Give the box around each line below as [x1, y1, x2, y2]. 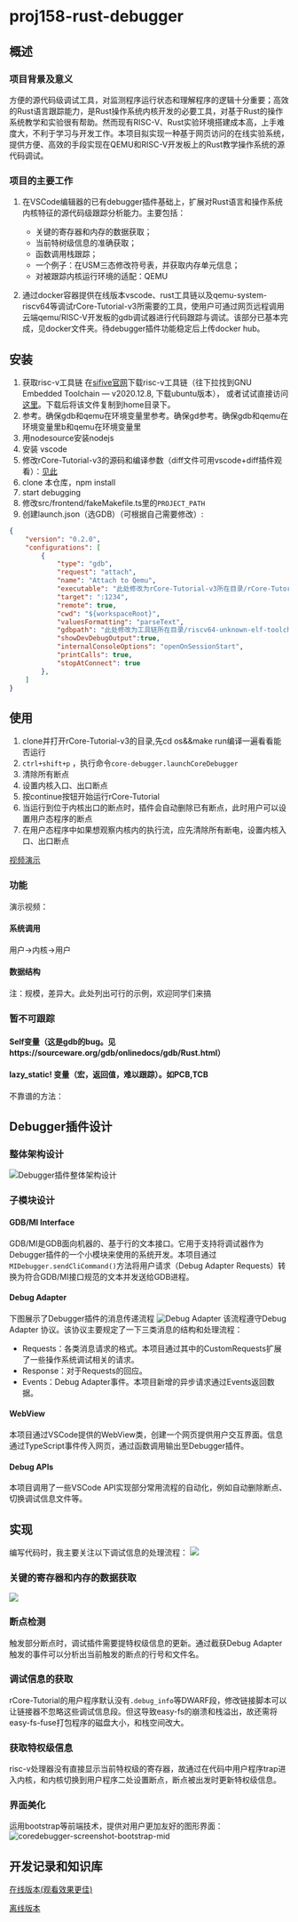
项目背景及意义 [9, 73, 74, 85]
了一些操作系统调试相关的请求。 [21, 1354, 139, 1364]
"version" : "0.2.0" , [25, 535, 101, 543]
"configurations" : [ [25, 543, 101, 552]
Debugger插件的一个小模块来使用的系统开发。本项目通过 [9, 1249, 217, 1259]
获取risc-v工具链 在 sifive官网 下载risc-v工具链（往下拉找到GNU [21, 376, 253, 388]
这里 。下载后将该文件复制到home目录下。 [21, 398, 176, 410]
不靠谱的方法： [9, 1090, 64, 1101]
